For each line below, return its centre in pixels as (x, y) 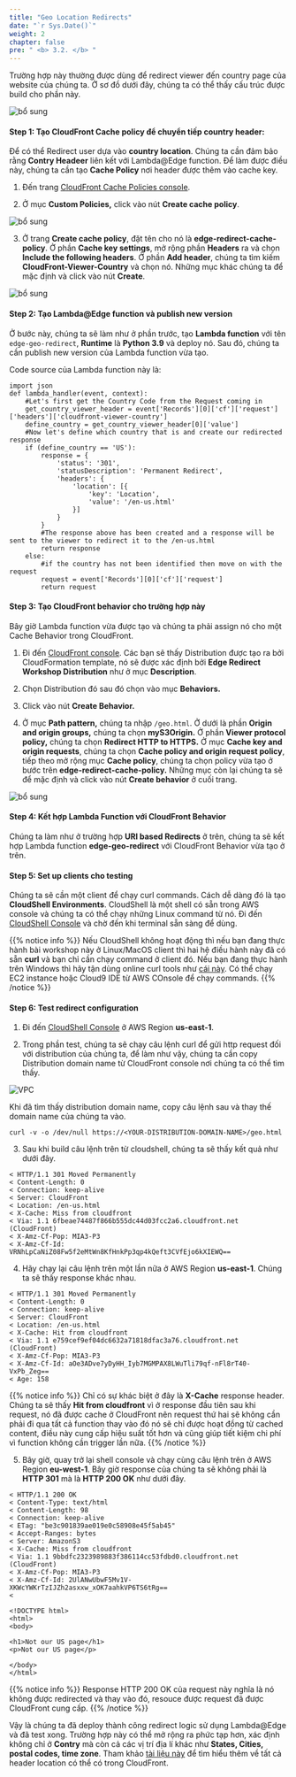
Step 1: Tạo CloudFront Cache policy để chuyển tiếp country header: (137, 131)
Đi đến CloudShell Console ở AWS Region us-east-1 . (118, 1027)
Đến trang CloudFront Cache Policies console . (106, 188)
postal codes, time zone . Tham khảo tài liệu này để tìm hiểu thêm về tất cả (145, 1754)
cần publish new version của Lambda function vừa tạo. (109, 352)
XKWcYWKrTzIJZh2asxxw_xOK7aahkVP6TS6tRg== (88, 1588)
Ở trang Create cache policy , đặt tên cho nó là (107, 239)
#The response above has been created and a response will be (158, 533)
